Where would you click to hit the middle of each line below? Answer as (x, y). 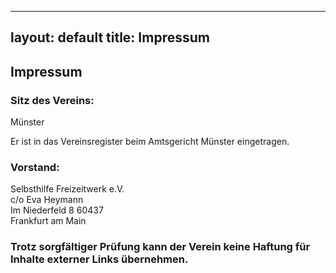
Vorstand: (35, 167)
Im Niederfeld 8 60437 (57, 210)
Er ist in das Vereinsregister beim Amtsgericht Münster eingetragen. (150, 142)
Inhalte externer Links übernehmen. (99, 259)
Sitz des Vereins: (52, 100)
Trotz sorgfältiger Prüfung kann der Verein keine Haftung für (160, 247)
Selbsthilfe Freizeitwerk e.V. (67, 189)
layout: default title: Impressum (110, 37)
